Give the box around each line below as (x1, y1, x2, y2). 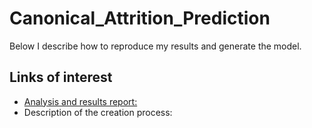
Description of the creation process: (23, 106, 173, 118)
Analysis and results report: (23, 95, 138, 107)
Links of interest (9, 69, 113, 86)
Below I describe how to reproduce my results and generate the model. (9, 40, 302, 52)
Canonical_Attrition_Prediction (9, 7, 271, 30)
